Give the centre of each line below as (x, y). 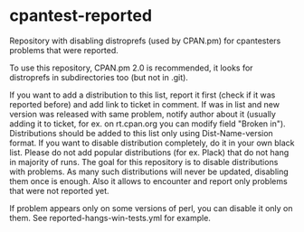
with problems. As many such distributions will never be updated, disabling (149, 172)
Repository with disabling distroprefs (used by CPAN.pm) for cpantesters (145, 41)
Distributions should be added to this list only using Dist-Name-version (141, 133)
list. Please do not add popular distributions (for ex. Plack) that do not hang (149, 152)
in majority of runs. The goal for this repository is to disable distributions (144, 162)
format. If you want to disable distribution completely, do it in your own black (152, 143)
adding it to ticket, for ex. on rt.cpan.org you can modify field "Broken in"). (148, 124)
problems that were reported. (64, 50)
